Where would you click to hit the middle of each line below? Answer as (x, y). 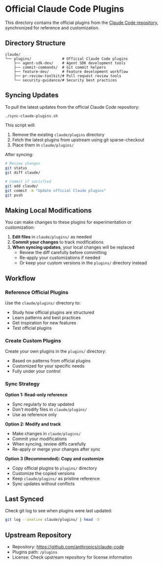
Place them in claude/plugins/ (43, 145)
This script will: (20, 125)
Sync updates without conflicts (43, 484)
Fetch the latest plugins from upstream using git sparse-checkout (78, 140)
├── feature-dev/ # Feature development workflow (71, 71)
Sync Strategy (23, 384)
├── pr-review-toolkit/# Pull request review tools (68, 76)
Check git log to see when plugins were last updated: (59, 511)
